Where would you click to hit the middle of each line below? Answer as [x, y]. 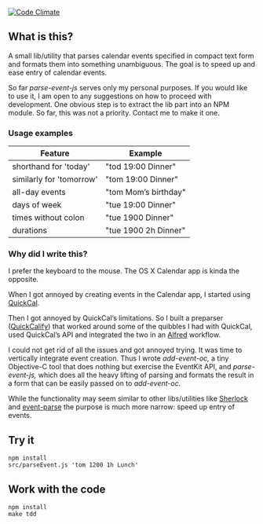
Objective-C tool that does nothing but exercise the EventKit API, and [120, 367]
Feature [55, 153]
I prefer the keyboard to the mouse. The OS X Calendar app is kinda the [124, 271]
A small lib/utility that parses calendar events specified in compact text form [131, 56]
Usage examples [40, 133]
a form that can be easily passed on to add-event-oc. [95, 383]
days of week [37, 205]
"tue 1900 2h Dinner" [146, 230]
